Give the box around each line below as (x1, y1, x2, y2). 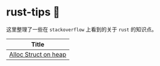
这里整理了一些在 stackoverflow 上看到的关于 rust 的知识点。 (6, 26, 157, 33)
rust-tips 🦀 (6, 5, 60, 19)
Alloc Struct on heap (9, 50, 67, 58)
